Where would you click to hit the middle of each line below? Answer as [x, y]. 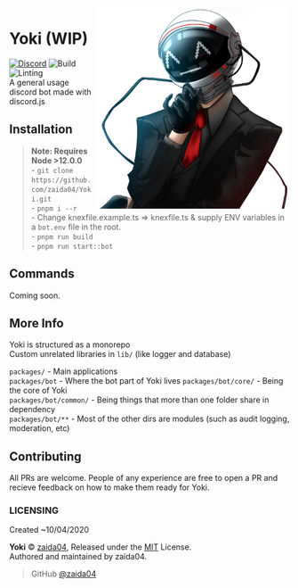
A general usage [39, 82]
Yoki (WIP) [49, 39]
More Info [36, 323]
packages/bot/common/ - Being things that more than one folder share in [139, 400]
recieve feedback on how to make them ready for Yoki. [109, 487]
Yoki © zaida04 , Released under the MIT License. [101, 547]
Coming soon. [35, 295]
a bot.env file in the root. [76, 227]
